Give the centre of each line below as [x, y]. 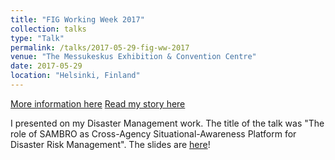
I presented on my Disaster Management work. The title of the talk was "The [167, 123]
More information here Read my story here [98, 103]
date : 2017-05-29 [46, 66]
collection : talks [48, 29]
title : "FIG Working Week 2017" [77, 19]
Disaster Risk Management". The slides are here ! [110, 144]
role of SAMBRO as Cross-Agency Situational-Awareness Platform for [153, 133]
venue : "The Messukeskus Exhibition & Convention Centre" [133, 57]
